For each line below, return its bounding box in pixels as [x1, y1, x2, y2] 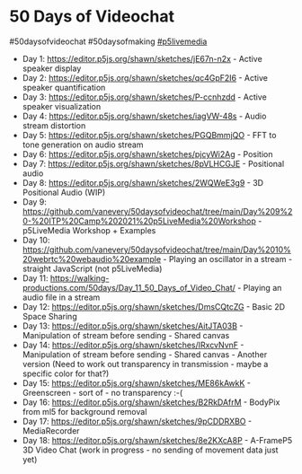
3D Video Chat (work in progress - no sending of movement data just [22, 444, 279, 455]
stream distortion [22, 119, 86, 131]
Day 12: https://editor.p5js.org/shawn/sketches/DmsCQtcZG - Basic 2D [22, 301, 286, 312]
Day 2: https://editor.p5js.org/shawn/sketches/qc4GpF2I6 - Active [22, 72, 268, 83]
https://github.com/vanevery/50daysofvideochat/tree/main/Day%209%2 [22, 206, 293, 216]
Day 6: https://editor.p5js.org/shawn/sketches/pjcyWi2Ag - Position [22, 148, 273, 159]
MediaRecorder [22, 425, 80, 436]
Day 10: [22, 234, 50, 245]
